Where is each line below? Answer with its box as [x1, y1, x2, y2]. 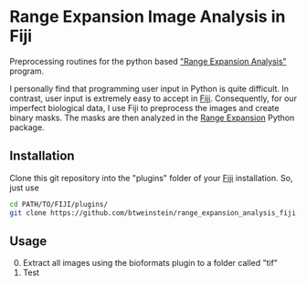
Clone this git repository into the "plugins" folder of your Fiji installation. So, [9, 172, 293, 183]
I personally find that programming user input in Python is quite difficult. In [9, 83, 290, 94]
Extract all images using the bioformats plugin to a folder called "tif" [22, 258, 279, 269]
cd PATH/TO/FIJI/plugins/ [9, 199, 108, 209]
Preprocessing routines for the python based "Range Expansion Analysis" [9, 56, 287, 66]
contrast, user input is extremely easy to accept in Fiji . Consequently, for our [9, 93, 297, 104]
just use [9, 182, 39, 193]
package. [9, 121, 45, 133]
